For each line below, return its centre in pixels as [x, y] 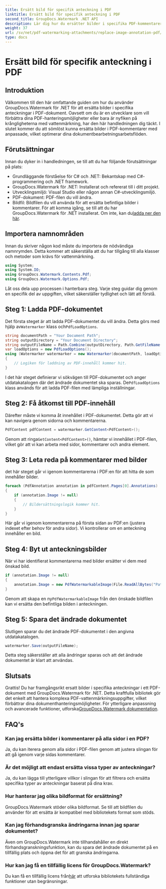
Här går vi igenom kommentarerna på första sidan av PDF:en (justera [75, 523]
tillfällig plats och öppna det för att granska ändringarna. [62, 852]
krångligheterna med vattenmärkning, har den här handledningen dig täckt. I [83, 123]
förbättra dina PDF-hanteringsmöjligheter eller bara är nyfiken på [71, 118]
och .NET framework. [67, 182]
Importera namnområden [44, 234]
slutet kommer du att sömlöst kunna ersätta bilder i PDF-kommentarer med [81, 129]
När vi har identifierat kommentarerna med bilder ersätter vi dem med [76, 561]
